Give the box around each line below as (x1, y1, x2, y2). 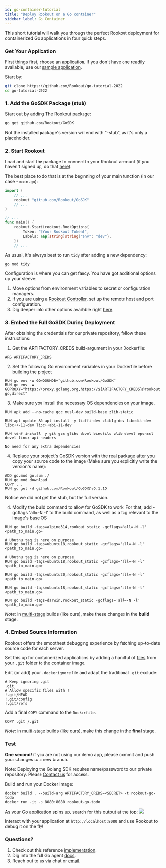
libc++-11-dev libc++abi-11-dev (5, 422, 72, 428)
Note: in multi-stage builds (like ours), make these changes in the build (5, 611, 150, 617)
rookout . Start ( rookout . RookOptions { (14, 225, 90, 230)
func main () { (5, 220, 35, 225)
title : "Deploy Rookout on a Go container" (5, 12, 96, 17)
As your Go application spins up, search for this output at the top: (5, 809, 138, 815)
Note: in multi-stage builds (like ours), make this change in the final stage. (5, 728, 156, 734)
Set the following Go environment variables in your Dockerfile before (12, 363, 152, 369)
